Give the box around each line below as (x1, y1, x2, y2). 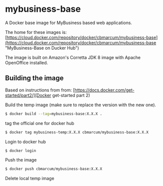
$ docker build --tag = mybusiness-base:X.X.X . (5, 111, 102, 116)
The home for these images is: (5, 29, 67, 35)
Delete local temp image (5, 176, 55, 182)
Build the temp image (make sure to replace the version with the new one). (5, 102, 157, 108)
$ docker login (5, 148, 36, 153)
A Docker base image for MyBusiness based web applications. (5, 20, 132, 26)
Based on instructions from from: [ (5, 87, 75, 93)
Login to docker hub (5, 139, 46, 145)
